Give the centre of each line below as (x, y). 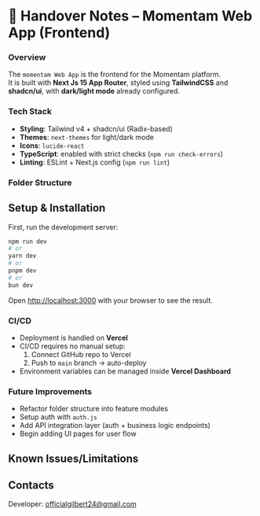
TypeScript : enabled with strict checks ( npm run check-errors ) (121, 153)
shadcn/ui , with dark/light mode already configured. (94, 91)
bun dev (21, 285)
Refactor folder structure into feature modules (94, 409)
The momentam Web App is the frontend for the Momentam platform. (115, 75)
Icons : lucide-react (52, 146)
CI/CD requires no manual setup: (72, 346)
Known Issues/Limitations (73, 458)
